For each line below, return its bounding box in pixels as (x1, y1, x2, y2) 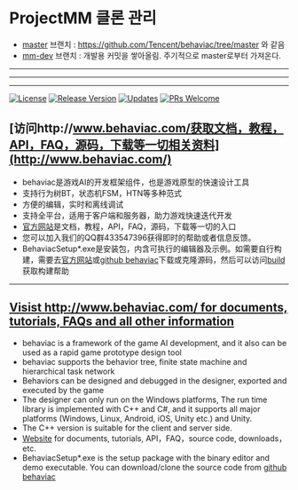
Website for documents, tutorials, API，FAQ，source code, (21, 432, 237, 444)
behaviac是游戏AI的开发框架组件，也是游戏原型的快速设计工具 (21, 177, 250, 187)
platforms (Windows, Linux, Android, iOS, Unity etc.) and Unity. (21, 413, 253, 423)
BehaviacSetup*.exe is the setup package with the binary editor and (21, 452, 271, 462)
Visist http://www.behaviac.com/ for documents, (9, 300, 288, 315)
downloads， (238, 432, 286, 444)
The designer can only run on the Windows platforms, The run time (21, 394, 268, 405)
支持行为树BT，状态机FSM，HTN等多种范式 (21, 187, 183, 198)
